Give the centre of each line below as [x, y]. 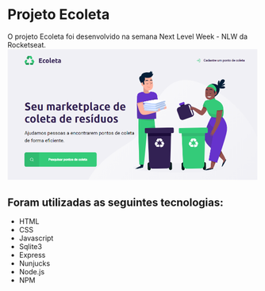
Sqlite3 [31, 247]
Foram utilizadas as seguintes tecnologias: [115, 202]
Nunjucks [35, 263]
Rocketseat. [27, 44]
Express [32, 255]
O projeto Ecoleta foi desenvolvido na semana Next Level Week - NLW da [127, 36]
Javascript [36, 238]
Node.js [32, 272]
